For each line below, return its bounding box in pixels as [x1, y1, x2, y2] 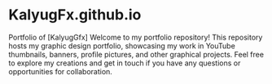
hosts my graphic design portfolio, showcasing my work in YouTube [8, 40, 236, 50]
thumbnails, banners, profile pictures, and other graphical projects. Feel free [8, 49, 265, 59]
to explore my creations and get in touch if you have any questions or [8, 58, 241, 68]
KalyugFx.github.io [8, 6, 142, 24]
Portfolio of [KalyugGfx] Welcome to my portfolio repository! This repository [8, 32, 263, 42]
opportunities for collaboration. [8, 66, 112, 76]
